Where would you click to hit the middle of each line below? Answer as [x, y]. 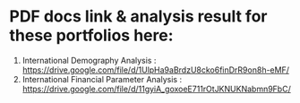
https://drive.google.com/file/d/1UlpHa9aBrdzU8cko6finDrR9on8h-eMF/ [155, 70]
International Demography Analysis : [89, 60]
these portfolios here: [91, 35]
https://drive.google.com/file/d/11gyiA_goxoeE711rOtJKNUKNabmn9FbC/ [156, 89]
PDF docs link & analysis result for [138, 17]
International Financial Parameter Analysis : [102, 79]
